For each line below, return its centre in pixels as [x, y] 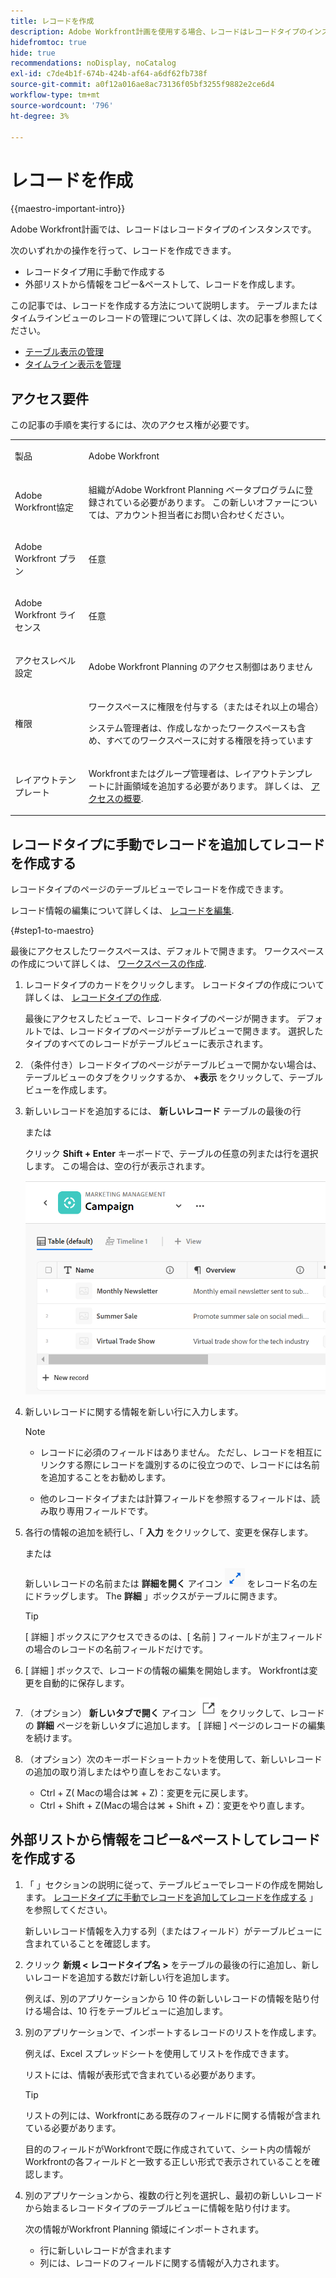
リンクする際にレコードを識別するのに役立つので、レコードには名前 [180, 1464]
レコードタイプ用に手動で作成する [95, 272]
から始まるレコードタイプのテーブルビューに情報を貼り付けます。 [160, 2207]
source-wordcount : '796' [62, 105]
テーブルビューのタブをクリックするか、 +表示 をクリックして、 [156, 1077]
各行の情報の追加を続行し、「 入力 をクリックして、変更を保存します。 [169, 1532]
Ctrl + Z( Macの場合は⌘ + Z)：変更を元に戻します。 [146, 1792]
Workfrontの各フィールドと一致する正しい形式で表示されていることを [168, 2161]
